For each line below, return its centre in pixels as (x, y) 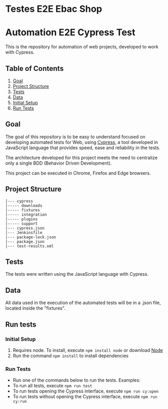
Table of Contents (35, 68)
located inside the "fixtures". (35, 308)
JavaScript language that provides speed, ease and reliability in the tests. (83, 148)
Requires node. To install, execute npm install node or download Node (88, 350)
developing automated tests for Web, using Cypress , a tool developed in (82, 142)
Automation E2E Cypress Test (70, 33)
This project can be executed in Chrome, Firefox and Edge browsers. (78, 173)
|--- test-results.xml (30, 246)
